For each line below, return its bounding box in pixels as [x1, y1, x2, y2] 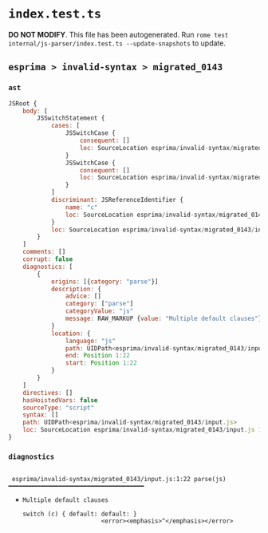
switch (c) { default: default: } [22, 510, 137, 519]
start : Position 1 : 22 [65, 359, 137, 367]
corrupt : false [22, 255, 73, 263]
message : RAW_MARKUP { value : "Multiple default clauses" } [65, 314, 262, 322]
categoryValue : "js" [65, 307, 134, 315]
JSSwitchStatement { [37, 114, 105, 122]
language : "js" [65, 337, 116, 345]
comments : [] [22, 248, 66, 256]
